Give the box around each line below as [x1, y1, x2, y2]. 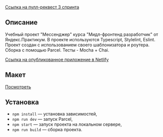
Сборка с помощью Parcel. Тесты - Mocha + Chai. [5, 47, 109, 53]
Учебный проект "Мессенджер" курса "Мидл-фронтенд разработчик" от [5, 31, 159, 37]
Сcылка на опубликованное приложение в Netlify [5, 56, 109, 62]
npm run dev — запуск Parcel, [12, 116, 73, 122]
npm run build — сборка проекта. [12, 127, 82, 133]
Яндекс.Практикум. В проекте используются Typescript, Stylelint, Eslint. [5, 36, 156, 42]
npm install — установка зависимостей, [12, 111, 97, 117]
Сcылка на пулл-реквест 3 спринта [5, 4, 80, 10]
